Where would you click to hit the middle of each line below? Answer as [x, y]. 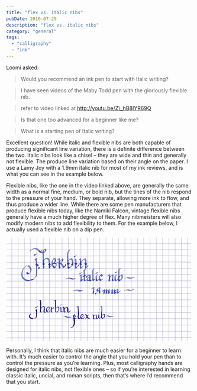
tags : [13, 38]
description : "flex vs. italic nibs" [53, 25]
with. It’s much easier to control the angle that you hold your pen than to [94, 356]
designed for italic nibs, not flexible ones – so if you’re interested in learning [98, 369]
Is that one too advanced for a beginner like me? [80, 119]
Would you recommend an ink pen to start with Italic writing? [94, 79]
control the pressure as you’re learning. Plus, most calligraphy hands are [94, 363]
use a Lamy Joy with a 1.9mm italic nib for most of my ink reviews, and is [95, 167]
